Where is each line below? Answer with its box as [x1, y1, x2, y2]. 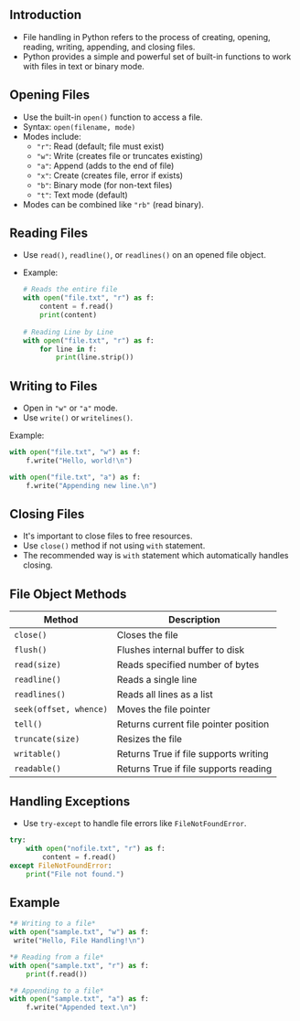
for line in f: [39, 345, 98, 354]
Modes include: [22, 131, 81, 142]
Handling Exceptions [9, 793, 131, 809]
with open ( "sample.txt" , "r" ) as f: [9, 961, 149, 970]
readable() [14, 763, 61, 774]
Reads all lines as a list [116, 688, 213, 701]
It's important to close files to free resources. [22, 530, 193, 542]
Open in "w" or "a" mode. [22, 402, 118, 414]
